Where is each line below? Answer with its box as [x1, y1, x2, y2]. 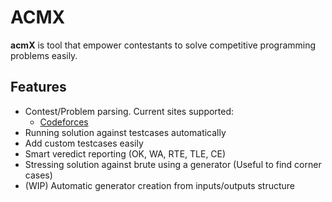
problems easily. [10, 49, 78, 61]
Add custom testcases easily [24, 137, 144, 149]
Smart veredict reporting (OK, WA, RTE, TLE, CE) [24, 147, 227, 160]
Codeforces [39, 116, 89, 128]
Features [10, 79, 67, 96]
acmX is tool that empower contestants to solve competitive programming [10, 39, 317, 51]
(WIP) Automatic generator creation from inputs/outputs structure [24, 179, 296, 191]
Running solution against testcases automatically [24, 126, 227, 138]
